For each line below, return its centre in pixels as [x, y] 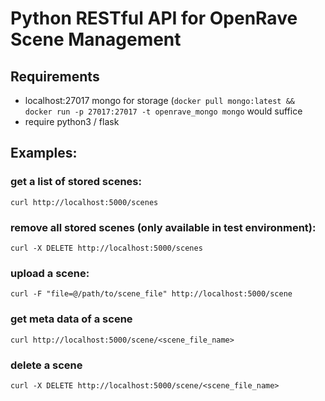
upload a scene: [50, 273]
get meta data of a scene [71, 319]
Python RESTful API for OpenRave [154, 18]
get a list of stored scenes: [76, 182]
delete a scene [46, 365]
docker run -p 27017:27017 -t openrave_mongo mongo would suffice [163, 111]
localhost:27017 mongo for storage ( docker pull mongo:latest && [159, 100]
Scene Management [96, 39]
